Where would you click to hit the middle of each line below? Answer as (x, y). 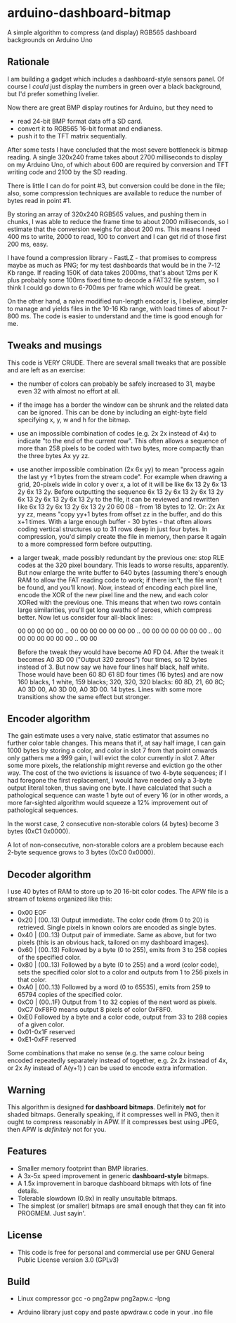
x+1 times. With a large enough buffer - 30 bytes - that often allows (114, 521)
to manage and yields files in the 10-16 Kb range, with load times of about (113, 308)
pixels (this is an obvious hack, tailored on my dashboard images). (113, 942)
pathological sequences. (43, 810)
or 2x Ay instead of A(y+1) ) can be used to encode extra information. (107, 1068)
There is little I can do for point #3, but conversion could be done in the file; (116, 185)
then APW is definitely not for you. (57, 1129)
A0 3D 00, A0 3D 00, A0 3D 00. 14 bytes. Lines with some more (110, 689)
